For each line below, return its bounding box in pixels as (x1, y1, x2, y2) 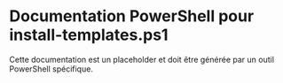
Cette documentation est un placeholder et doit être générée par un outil (9, 54, 275, 64)
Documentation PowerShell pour (9, 6, 255, 26)
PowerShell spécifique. (9, 64, 93, 74)
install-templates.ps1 (9, 25, 169, 45)
